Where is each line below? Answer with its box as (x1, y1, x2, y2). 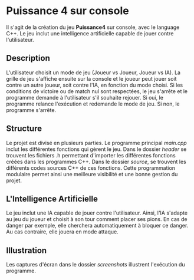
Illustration (6, 245, 47, 255)
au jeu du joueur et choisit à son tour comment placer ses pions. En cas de (6, 216, 188, 223)
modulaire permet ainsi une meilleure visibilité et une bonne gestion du (6, 170, 178, 177)
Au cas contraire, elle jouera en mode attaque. (6, 228, 119, 235)
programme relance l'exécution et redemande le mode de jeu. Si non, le (6, 100, 180, 107)
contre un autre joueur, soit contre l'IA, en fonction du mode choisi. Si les (6, 81, 183, 88)
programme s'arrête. (6, 106, 57, 113)
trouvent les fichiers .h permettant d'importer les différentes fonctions (6, 151, 176, 159)
